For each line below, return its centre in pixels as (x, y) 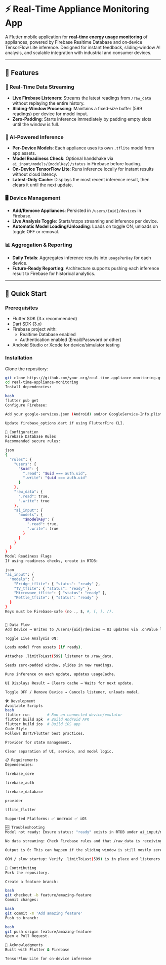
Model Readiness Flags (28, 556)
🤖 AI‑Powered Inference (34, 137)
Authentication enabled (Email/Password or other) (70, 340)
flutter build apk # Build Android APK (47, 720)
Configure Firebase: (26, 405)
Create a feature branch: (32, 882)
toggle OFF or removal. (36, 232)
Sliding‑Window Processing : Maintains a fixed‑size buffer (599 (77, 108)
